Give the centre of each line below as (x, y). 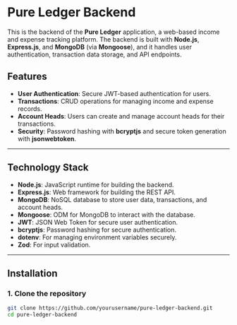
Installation (32, 273)
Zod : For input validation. (54, 244)
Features (27, 77)
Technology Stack (48, 168)
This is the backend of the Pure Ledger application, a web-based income (114, 32)
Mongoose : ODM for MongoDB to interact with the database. (106, 214)
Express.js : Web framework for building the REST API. (97, 192)
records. (30, 108)
